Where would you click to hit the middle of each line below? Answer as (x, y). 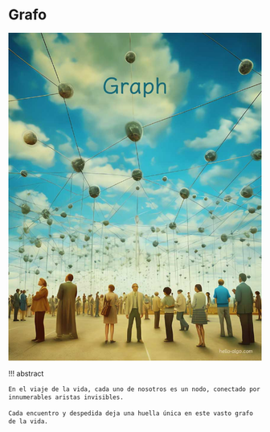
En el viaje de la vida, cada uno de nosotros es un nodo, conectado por (135, 389)
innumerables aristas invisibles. (66, 397)
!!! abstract (26, 374)
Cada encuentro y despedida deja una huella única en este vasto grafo (131, 413)
